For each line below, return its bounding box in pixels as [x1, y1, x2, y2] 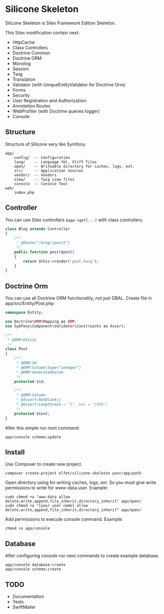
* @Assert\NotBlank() [16, 397, 61, 402]
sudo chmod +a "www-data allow [5, 494, 70, 499]
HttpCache [12, 39, 35, 45]
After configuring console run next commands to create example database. [5, 553, 160, 559]
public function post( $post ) [14, 249, 75, 255]
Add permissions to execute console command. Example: [5, 516, 123, 522]
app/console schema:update [5, 435, 61, 440]
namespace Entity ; [5, 310, 43, 315]
